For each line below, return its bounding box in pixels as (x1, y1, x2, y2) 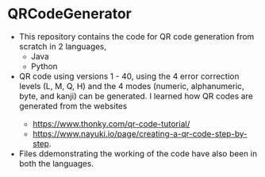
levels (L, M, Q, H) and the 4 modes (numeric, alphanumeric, (18, 80, 245, 91)
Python (30, 60, 58, 71)
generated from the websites (18, 100, 128, 111)
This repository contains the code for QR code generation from (18, 31, 255, 42)
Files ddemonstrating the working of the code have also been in (18, 148, 258, 159)
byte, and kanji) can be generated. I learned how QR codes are (18, 90, 253, 102)
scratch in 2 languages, (18, 40, 107, 52)
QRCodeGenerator (7, 5, 132, 23)
